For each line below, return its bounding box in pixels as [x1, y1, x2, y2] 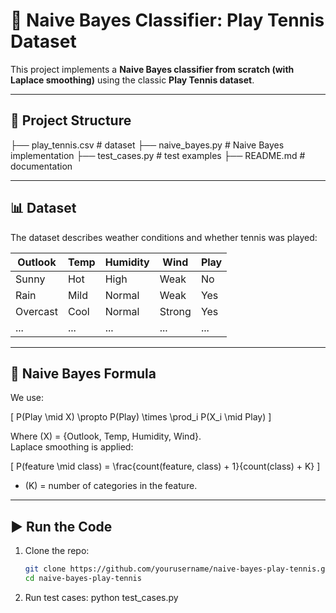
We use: [10, 392, 45, 404]
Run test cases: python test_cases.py [24, 591, 179, 603]
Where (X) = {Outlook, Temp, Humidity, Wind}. [10, 430, 202, 443]
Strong [159, 304, 192, 318]
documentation [10, 160, 73, 172]
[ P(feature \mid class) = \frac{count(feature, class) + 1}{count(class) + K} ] [10, 460, 321, 473]
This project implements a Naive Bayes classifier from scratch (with [10, 63, 295, 75]
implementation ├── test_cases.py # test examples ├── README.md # [10, 149, 306, 161]
